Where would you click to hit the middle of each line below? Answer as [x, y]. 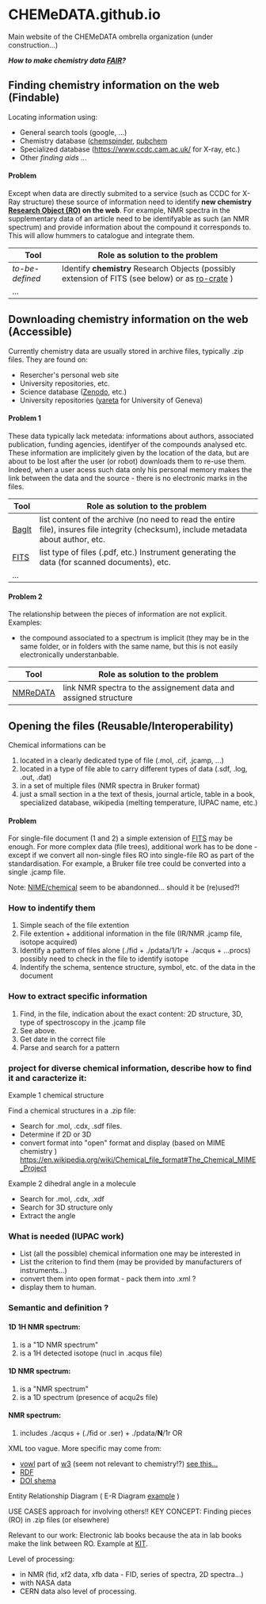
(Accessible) [40, 332]
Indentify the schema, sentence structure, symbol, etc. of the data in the [137, 967]
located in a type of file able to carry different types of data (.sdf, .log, [133, 768]
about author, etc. [72, 539]
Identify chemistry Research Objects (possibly [149, 268]
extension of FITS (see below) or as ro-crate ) [148, 278]
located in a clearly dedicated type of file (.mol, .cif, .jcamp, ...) [122, 760]
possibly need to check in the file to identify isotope [104, 959]
